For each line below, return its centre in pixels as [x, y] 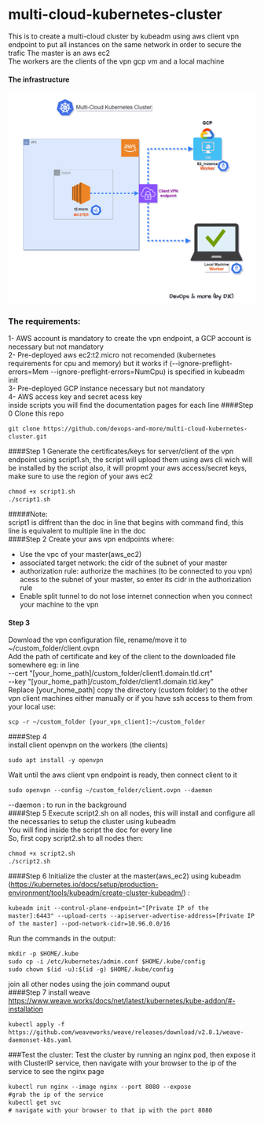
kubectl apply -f [37, 1025]
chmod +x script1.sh [42, 492]
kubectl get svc [35, 1103]
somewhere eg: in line [44, 665]
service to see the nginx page [56, 1072]
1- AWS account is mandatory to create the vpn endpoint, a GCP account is [130, 339]
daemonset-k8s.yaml [40, 1040]
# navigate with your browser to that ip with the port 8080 [110, 1111]
